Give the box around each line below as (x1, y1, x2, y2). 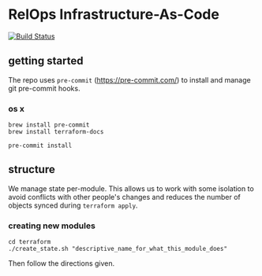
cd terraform (8, 238, 51, 246)
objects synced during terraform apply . (8, 201, 138, 210)
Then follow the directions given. (8, 259, 115, 268)
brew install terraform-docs (8, 128, 104, 136)
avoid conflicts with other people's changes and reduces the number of (8, 192, 241, 201)
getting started (8, 54, 84, 68)
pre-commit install (8, 142, 73, 150)
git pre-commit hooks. (8, 83, 80, 93)
